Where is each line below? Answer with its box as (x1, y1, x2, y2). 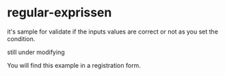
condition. (7, 34, 36, 42)
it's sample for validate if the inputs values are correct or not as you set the (7, 27, 219, 36)
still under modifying (7, 48, 65, 56)
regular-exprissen (7, 5, 112, 21)
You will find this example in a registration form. (7, 61, 142, 69)
